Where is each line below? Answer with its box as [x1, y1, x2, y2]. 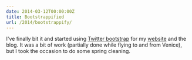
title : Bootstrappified [6, 14, 65, 20]
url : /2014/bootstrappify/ [6, 19, 72, 25]
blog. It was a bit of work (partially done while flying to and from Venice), [6, 41, 182, 48]
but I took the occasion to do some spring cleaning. [6, 48, 131, 55]
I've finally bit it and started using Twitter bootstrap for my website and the [6, 36, 187, 43]
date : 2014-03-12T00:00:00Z [6, 8, 75, 15]
